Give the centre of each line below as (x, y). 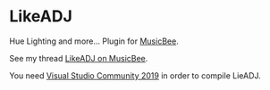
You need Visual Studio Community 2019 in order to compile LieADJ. (135, 75)
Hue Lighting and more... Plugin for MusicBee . (94, 41)
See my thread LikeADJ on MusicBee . (79, 58)
